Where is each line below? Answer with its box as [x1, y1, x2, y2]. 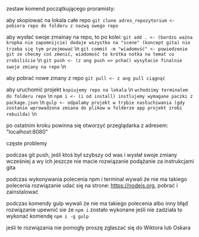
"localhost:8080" [6, 128, 48, 135]
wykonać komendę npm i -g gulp [6, 213, 89, 220]
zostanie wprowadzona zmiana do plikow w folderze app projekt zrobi [6, 105, 183, 111]
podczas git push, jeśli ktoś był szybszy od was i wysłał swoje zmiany [6, 152, 178, 158]
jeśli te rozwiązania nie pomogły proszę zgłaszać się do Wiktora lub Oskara [6, 224, 191, 231]
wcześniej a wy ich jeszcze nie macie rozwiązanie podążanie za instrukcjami [6, 158, 194, 165]
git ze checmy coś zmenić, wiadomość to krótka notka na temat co [6, 51, 175, 57]
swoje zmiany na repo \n [6, 63, 67, 70]
